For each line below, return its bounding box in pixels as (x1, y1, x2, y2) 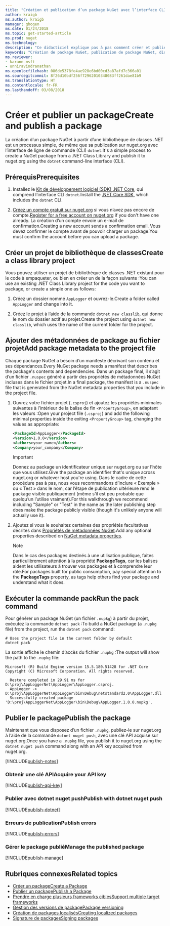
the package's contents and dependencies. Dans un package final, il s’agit (5, 368, 160, 374)
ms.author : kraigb (5, 17, 44, 22)
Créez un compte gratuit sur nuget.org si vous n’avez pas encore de (12, 207, 154, 213)
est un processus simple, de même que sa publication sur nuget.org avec (5, 142, 158, 148)
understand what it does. (12, 579, 65, 585)
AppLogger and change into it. (12, 301, 73, 307)
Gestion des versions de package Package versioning (12, 904, 124, 910)
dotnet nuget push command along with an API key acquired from (5, 743, 143, 749)
